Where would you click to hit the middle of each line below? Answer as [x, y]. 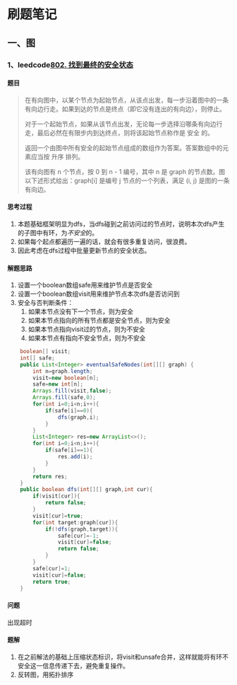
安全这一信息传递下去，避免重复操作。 [73, 665]
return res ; [50, 476]
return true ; [52, 582]
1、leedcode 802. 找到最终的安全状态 [71, 64]
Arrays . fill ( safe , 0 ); [65, 398]
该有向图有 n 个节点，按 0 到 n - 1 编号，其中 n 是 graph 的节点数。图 [125, 171]
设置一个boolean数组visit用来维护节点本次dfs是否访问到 [98, 294]
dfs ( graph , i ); [78, 417]
